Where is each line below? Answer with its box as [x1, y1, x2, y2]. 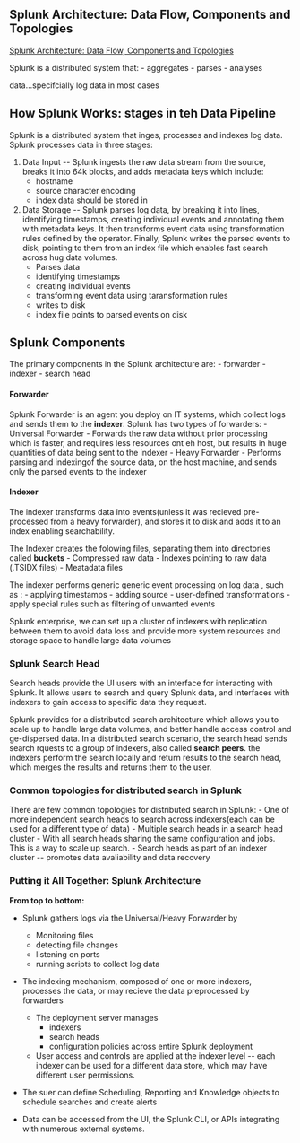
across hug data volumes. [21, 251, 118, 263]
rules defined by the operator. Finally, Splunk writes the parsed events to [21, 232, 291, 243]
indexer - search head [9, 368, 91, 380]
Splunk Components [9, 336, 126, 351]
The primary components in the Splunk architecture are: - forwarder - [9, 359, 266, 370]
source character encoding [35, 185, 136, 196]
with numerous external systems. [21, 1123, 145, 1134]
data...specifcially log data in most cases [9, 80, 159, 91]
